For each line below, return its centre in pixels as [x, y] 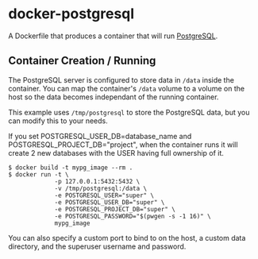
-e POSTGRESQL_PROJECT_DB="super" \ [115, 209]
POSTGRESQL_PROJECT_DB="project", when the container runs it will [123, 145]
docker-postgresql [71, 14]
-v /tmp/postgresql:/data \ [101, 188]
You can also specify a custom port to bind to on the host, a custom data [127, 238]
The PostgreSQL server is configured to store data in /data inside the [121, 79]
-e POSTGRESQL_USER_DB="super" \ [110, 202]
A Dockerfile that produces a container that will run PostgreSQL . [113, 36]
